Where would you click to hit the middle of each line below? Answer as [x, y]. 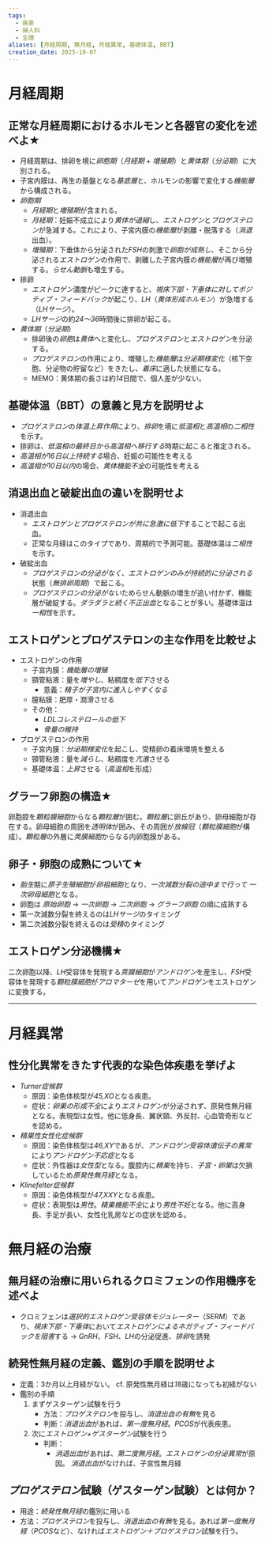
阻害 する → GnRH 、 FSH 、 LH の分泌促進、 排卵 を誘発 [125, 1336]
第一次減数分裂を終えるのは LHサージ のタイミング [100, 914]
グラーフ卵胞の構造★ [60, 796]
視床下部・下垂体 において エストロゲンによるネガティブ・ [126, 1326]
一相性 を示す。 [56, 612]
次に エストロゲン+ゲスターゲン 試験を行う [99, 1433]
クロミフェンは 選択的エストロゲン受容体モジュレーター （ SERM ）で [129, 1316]
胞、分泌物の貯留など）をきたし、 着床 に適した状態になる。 [128, 368]
